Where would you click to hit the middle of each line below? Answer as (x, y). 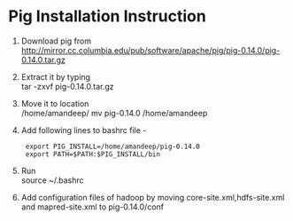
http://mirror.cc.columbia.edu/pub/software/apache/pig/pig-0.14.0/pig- (150, 50)
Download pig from (56, 41)
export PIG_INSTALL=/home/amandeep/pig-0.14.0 (112, 146)
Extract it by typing (55, 76)
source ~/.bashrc (53, 180)
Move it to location (55, 103)
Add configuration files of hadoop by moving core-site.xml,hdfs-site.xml (153, 197)
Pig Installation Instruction (108, 16)
